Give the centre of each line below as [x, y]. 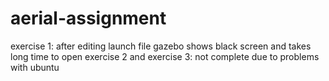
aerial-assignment [88, 18]
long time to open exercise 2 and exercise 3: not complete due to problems [165, 56]
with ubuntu [35, 67]
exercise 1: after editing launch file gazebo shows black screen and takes [161, 46]
